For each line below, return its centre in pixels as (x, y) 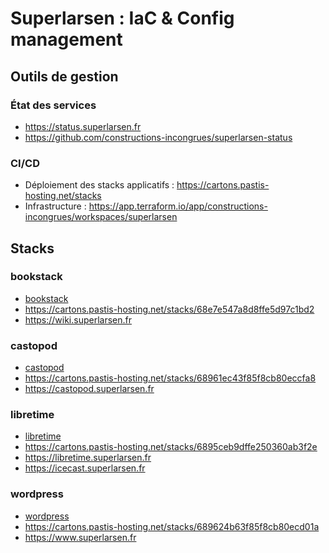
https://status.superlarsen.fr (83, 126)
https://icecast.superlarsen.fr (85, 468)
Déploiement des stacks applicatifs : (99, 185)
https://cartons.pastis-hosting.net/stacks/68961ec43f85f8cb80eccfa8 (170, 378)
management (66, 39)
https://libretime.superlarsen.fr (88, 458)
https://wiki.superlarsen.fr (78, 319)
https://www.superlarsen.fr (80, 537)
